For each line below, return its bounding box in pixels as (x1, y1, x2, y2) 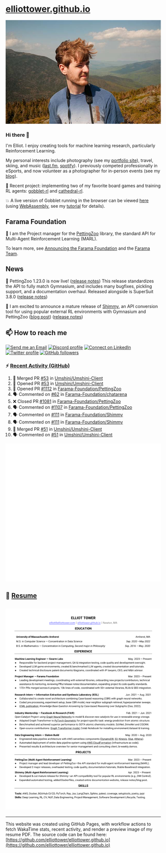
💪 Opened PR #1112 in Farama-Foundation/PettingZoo (12, 386, 122, 391)
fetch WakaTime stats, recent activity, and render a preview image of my (5, 826, 153, 832)
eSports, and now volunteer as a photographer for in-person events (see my (5, 168, 161, 174)
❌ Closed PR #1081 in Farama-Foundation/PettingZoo (12, 398, 121, 404)
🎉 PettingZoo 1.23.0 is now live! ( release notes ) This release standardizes (5, 278, 154, 284)
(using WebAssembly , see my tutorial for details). (5, 203, 105, 209)
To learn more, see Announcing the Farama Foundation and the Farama (5, 245, 150, 251)
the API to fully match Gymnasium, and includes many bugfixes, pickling (5, 283, 152, 289)
